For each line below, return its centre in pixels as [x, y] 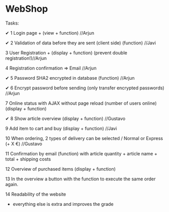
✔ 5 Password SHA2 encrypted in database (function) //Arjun [70, 78]
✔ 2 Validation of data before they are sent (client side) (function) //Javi [81, 43]
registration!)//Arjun [26, 58]
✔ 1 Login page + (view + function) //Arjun [50, 33]
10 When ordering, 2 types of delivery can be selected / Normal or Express [84, 138]
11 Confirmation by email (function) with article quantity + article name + [81, 153]
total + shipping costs [28, 159]
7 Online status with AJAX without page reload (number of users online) [81, 103]
